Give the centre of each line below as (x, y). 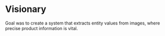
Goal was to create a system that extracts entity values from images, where (83, 23)
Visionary (26, 9)
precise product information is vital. (42, 28)
